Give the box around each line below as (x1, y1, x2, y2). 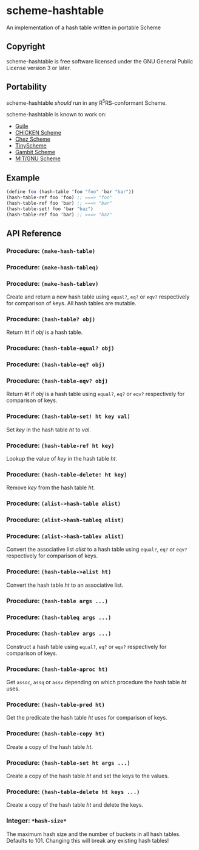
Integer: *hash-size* (6, 816, 67, 825)
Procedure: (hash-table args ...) (6, 597, 108, 605)
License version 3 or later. (6, 64, 72, 71)
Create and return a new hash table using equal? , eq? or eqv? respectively (6, 293, 190, 300)
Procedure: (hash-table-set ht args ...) (6, 758, 130, 767)
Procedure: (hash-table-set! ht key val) (6, 412, 130, 420)
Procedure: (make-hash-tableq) (6, 263, 99, 271)
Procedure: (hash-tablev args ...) (6, 629, 112, 637)
